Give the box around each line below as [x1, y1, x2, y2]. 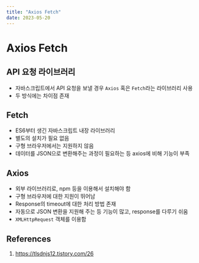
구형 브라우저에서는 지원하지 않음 [15, 142, 94, 150]
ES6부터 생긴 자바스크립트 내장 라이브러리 [15, 127, 115, 135]
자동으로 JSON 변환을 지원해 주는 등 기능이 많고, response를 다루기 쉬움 [15, 208, 188, 215]
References [6, 234, 51, 244]
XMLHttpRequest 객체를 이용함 [15, 215, 87, 223]
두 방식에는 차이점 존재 [15, 92, 70, 99]
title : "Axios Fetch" [6, 9, 62, 15]
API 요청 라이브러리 [6, 67, 76, 77]
